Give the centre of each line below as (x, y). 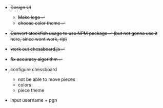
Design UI (21, 7)
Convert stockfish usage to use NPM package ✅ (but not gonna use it (84, 33)
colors (25, 85)
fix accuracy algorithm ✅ (36, 59)
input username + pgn (34, 100)
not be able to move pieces (46, 79)
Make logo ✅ (32, 17)
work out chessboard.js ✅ (38, 49)
